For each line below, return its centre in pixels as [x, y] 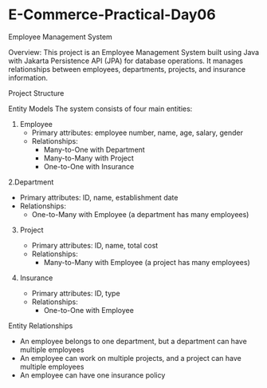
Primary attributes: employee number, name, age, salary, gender [137, 133]
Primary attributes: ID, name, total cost [95, 245]
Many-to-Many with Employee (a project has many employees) [147, 262]
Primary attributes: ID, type [76, 293]
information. [28, 77]
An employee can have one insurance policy [92, 375]
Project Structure [36, 93]
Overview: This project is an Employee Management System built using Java [134, 52]
